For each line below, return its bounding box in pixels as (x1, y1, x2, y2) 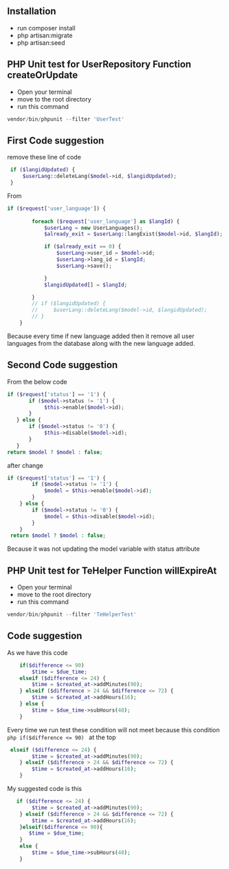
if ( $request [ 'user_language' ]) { (7, 205, 107, 212)
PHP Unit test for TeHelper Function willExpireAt (7, 565, 217, 576)
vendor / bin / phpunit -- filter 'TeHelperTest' (7, 611, 137, 618)
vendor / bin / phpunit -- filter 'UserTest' (7, 115, 125, 123)
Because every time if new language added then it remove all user (7, 331, 195, 340)
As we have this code (7, 648, 68, 656)
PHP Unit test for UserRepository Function (7, 59, 191, 70)
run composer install (17, 23, 76, 32)
